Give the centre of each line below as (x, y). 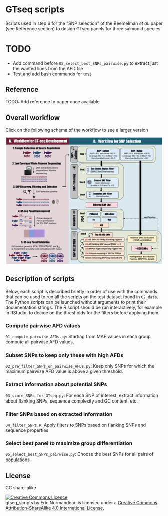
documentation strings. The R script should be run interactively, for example (84, 307)
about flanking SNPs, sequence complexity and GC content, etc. (72, 401)
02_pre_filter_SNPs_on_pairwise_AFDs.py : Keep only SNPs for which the (80, 366)
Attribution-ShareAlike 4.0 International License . (55, 508)
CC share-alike (21, 488)
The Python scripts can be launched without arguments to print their (76, 302)
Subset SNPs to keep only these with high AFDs (64, 355)
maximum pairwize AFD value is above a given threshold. (64, 371)
